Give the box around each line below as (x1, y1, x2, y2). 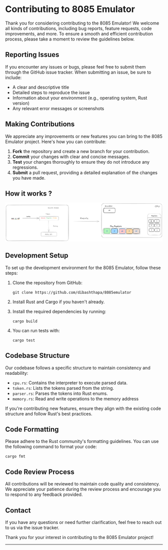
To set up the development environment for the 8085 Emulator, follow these (5, 264, 161, 271)
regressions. (12, 164, 38, 170)
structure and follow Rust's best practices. (5, 410, 92, 416)
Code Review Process (5, 467, 75, 476)
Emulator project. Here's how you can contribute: (5, 139, 106, 145)
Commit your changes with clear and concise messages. (12, 154, 130, 160)
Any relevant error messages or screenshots (12, 105, 104, 111)
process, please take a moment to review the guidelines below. (5, 36, 135, 42)
